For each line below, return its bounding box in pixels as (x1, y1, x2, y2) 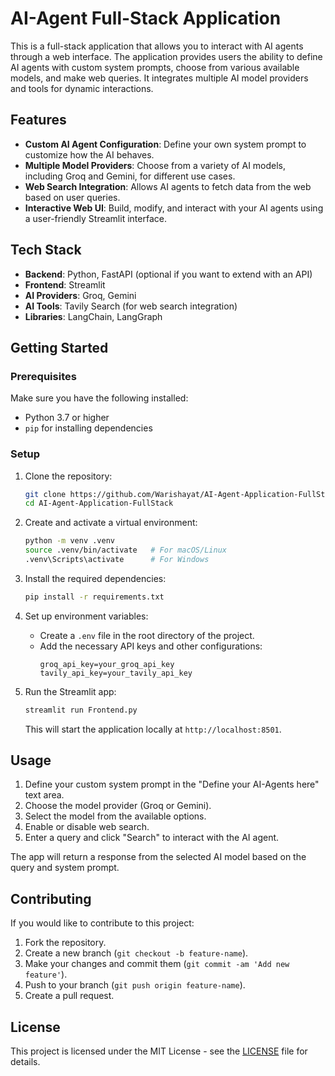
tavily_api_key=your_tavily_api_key (39, 668, 193, 678)
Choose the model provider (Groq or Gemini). (24, 800, 212, 812)
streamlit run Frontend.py (24, 705, 138, 715)
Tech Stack (10, 242, 82, 259)
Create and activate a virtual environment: (24, 517, 198, 529)
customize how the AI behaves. (24, 148, 155, 161)
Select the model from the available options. (24, 810, 207, 822)
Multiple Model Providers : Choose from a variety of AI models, (24, 159, 287, 171)
